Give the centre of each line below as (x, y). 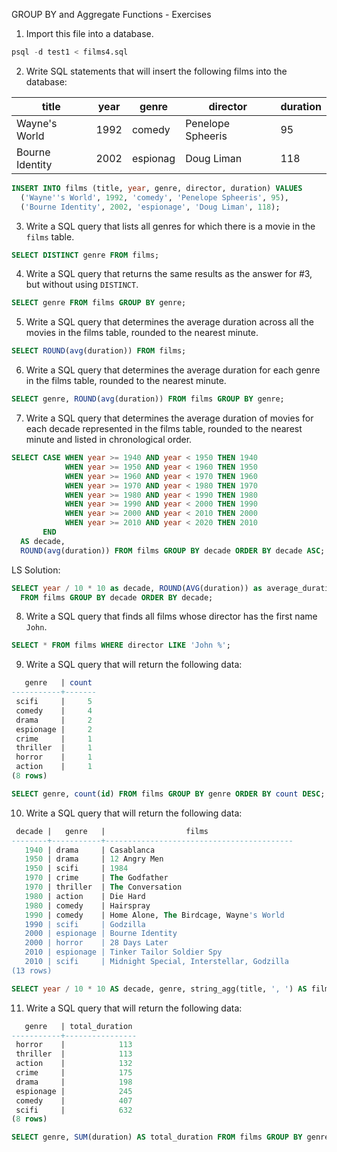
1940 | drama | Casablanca (90, 850)
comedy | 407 (74, 1100)
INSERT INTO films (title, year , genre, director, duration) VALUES (157, 188)
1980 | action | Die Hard (85, 896)
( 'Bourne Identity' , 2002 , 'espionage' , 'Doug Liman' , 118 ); (150, 207)
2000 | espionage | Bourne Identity (101, 934)
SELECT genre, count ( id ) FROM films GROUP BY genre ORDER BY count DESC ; (168, 794)
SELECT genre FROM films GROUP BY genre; (99, 303)
